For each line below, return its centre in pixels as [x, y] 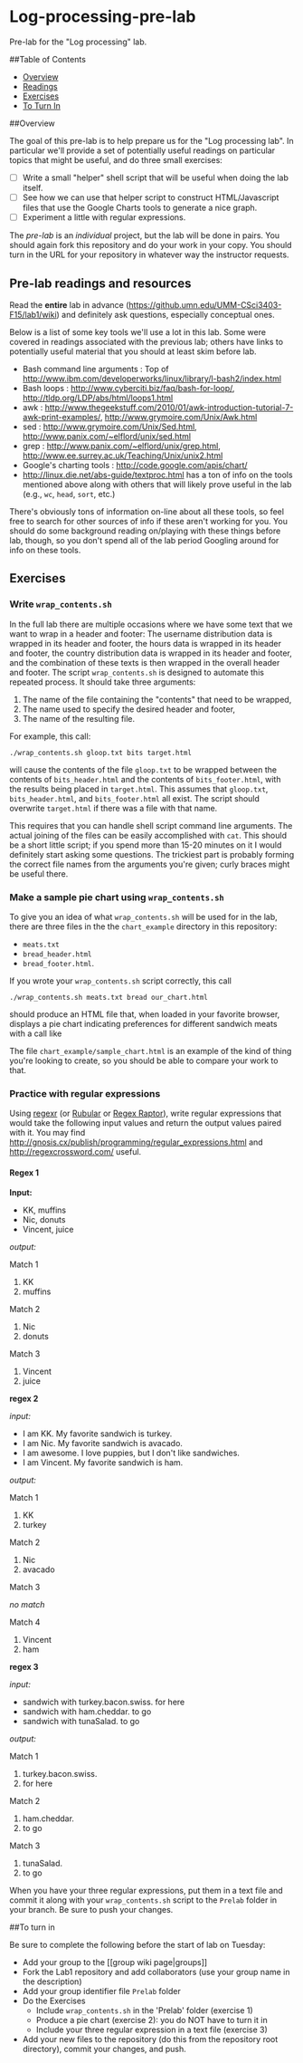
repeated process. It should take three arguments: [103, 682]
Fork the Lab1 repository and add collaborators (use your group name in [156, 1972]
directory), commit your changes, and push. [104, 2049]
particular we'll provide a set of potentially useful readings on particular [142, 150]
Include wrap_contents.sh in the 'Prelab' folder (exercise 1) [144, 2010]
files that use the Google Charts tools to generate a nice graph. [140, 208]
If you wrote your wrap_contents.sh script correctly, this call [121, 981]
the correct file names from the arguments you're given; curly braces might [150, 864]
